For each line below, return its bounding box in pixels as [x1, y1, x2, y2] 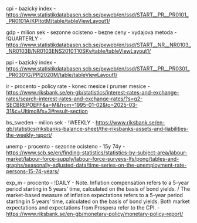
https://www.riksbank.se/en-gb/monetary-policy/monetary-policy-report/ [6, 211, 184, 217]
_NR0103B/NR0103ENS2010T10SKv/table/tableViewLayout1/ [6, 48, 151, 55]
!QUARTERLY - [6, 35, 42, 42]
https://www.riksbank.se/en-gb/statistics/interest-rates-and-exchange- [6, 89, 179, 96]
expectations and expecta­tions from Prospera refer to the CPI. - [6, 204, 160, 211]
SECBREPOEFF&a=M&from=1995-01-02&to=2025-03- [6, 102, 138, 108]
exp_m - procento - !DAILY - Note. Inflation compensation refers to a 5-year [6, 179, 189, 186]
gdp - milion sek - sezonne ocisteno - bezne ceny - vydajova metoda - [6, 29, 177, 36]
